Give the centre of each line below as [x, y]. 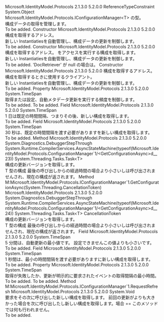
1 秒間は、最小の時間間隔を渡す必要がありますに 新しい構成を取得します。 [79, 259]
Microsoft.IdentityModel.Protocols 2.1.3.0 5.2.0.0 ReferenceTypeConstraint [80, 7]
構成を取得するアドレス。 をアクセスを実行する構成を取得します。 [72, 53]
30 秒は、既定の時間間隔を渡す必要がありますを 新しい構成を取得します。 [79, 132]
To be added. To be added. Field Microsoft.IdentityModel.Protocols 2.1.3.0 [79, 105]
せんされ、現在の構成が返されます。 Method [50, 177]
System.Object [20, 12]
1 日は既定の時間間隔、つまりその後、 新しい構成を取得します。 [68, 116]
